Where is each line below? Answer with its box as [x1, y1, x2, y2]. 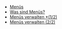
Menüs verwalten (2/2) [9, 19, 56, 25]
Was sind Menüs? [9, 9, 45, 15]
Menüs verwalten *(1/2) [9, 14, 57, 19]
